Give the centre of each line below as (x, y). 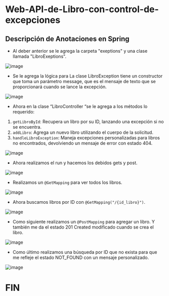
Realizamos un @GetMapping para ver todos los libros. (67, 182)
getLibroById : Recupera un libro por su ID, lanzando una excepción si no (88, 122)
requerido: (23, 112)
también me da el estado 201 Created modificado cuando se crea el (83, 227)
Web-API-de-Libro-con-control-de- (82, 9)
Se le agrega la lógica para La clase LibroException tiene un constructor (88, 76)
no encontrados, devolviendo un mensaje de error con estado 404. (82, 143)
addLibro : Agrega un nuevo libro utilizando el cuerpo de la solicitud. (83, 132)
